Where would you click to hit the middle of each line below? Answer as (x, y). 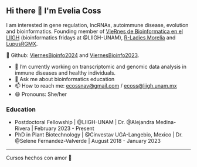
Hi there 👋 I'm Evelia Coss (54, 11)
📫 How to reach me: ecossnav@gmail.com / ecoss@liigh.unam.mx (96, 85)
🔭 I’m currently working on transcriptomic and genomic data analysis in (100, 66)
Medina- (166, 122)
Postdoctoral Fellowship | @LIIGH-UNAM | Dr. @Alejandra (84, 122)
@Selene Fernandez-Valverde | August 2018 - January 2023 (88, 141)
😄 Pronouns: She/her (41, 94)
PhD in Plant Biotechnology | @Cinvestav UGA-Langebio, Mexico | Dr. (98, 135)
